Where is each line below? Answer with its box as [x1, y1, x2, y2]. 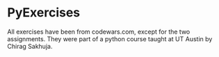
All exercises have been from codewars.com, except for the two [7, 27, 190, 36]
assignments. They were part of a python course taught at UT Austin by [7, 34, 213, 43]
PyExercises [7, 5, 81, 21]
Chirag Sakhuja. [7, 42, 53, 50]
